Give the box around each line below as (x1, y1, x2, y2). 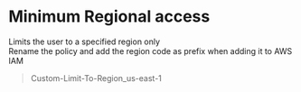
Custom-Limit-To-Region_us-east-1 (30, 72, 162, 83)
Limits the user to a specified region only (8, 36, 160, 47)
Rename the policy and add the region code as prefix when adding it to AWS (8, 45, 293, 56)
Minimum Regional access (8, 6, 211, 27)
